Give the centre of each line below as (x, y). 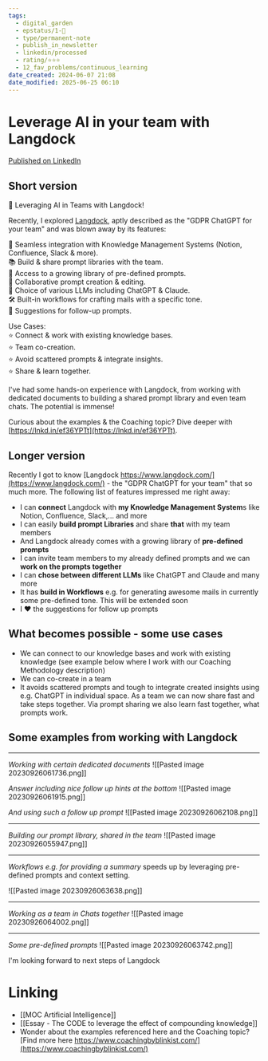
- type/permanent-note (53, 38)
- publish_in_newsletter (57, 45)
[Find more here (46, 1040)
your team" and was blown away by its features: (87, 229)
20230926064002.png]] (49, 921)
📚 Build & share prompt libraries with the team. (86, 262)
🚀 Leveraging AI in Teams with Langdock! (77, 205)
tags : (17, 16)
